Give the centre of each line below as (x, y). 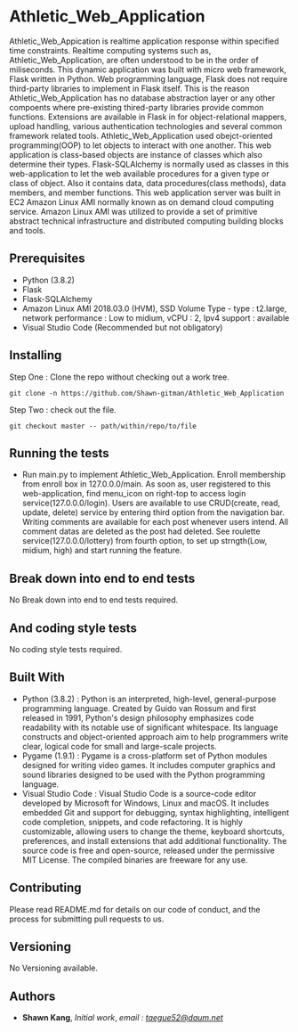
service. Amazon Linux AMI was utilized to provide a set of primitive (133, 211)
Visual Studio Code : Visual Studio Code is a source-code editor (139, 793)
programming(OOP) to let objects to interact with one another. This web (141, 145)
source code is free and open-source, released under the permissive (149, 850)
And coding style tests (73, 628)
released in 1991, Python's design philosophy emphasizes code (138, 717)
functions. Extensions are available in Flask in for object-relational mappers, (148, 117)
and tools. (28, 230)
